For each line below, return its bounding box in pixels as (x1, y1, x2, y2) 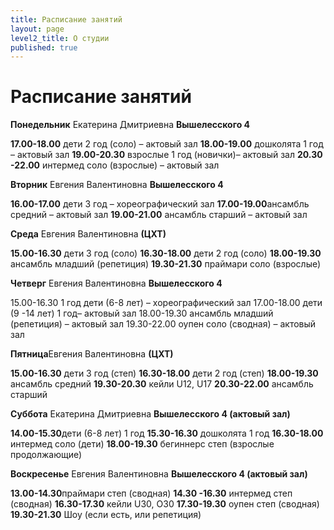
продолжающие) (10, 449, 83, 461)
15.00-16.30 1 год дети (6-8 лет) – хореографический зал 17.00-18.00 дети (10, 297, 323, 309)
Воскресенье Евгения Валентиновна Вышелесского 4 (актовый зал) (10, 468, 308, 480)
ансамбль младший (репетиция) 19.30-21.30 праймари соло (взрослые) (10, 258, 322, 270)
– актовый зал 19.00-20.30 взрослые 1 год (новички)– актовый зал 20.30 (10, 149, 323, 161)
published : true (10, 42, 78, 53)
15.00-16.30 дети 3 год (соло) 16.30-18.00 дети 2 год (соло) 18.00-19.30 (10, 247, 322, 260)
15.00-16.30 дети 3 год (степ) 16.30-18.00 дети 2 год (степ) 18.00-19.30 (10, 367, 319, 380)
